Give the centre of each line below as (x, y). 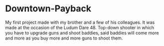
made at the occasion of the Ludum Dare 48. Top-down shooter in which (80, 27)
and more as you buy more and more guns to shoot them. (64, 38)
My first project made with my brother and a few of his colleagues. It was (80, 22)
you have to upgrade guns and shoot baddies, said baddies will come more (82, 33)
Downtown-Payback (48, 9)
